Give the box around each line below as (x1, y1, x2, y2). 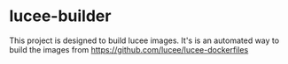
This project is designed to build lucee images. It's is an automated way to (9, 35, 280, 46)
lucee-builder (9, 6, 112, 26)
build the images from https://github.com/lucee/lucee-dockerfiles (9, 44, 249, 54)
